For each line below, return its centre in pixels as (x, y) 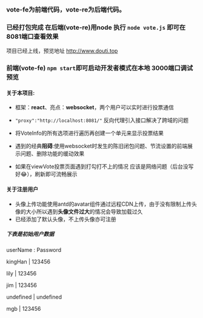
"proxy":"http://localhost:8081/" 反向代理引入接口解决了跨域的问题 (102, 120)
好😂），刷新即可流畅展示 (46, 174)
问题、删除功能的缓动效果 (52, 154)
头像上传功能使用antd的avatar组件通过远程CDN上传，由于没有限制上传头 (106, 204)
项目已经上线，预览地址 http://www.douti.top (62, 51)
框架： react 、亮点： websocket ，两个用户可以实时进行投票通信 (94, 107)
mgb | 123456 (24, 308)
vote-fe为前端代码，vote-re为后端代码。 (66, 9)
